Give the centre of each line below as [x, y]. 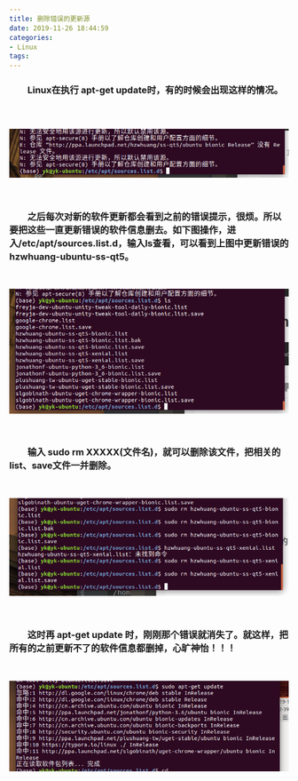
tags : [19, 56]
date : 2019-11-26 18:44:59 [59, 28]
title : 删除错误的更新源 [50, 19]
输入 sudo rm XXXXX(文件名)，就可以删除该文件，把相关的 [154, 452]
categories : [31, 37]
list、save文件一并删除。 [63, 466]
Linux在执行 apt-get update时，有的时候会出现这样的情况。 [155, 91]
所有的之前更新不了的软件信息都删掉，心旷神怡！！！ [123, 649]
